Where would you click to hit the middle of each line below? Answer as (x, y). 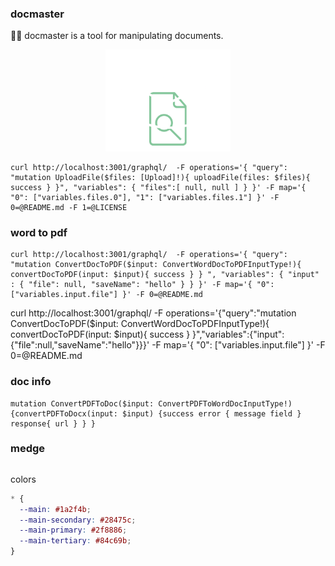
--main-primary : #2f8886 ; (73, 530)
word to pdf (39, 232)
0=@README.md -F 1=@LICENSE (69, 207)
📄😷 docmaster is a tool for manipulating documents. (117, 36)
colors (23, 479)
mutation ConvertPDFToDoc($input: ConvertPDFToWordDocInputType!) (151, 403)
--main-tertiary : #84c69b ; (75, 541)
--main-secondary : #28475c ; (78, 520)
